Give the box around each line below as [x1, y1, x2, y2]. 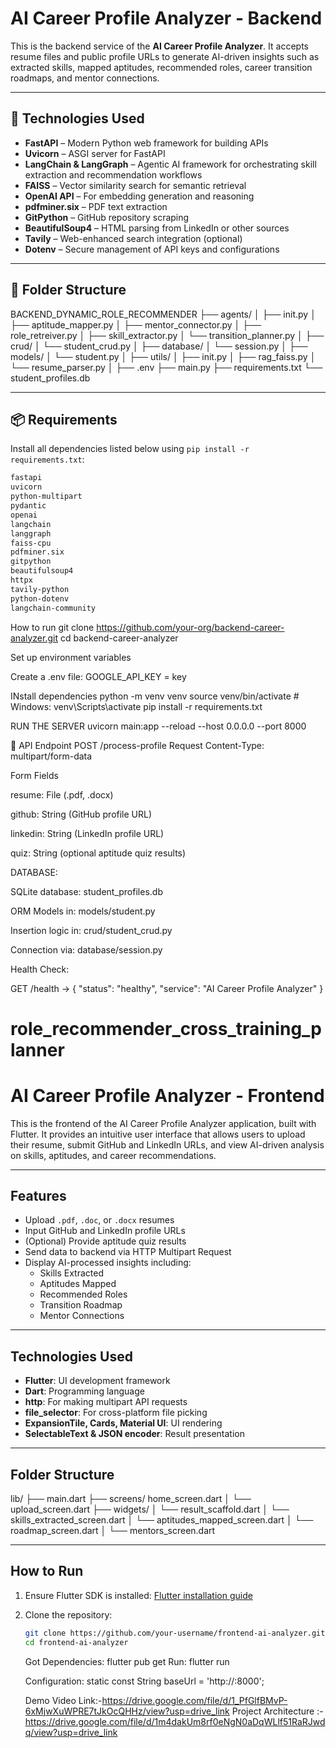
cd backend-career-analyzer [59, 632, 179, 644]
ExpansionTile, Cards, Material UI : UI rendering [24, 1417, 223, 1429]
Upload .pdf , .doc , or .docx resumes [24, 1214, 175, 1226]
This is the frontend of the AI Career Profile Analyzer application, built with [10, 1117, 317, 1129]
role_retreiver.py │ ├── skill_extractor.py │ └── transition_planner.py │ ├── [10, 329, 325, 341]
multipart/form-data [10, 750, 93, 762]
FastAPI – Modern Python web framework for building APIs [24, 137, 269, 149]
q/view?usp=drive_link [24, 1726, 118, 1738]
